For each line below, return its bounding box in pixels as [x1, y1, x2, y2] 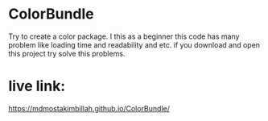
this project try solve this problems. [8, 48, 126, 58]
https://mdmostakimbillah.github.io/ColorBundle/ [8, 103, 171, 113]
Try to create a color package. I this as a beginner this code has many [8, 31, 240, 41]
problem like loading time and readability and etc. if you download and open [8, 40, 260, 49]
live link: [8, 77, 66, 95]
